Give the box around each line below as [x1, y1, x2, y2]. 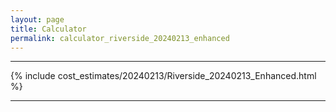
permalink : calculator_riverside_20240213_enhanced [10, 33, 230, 43]
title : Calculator [10, 24, 87, 34]
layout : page [10, 14, 65, 25]
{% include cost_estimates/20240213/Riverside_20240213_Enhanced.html [10, 70, 317, 82]
